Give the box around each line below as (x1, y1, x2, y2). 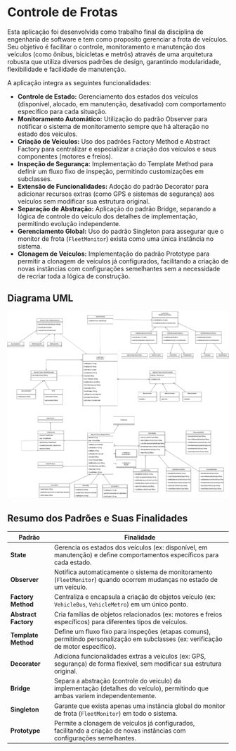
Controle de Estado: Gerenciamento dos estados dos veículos (17, 92, 199, 101)
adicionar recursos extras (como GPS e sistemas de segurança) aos (17, 190, 215, 198)
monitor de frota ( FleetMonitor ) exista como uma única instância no (17, 234, 214, 243)
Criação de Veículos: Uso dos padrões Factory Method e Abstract (17, 137, 211, 145)
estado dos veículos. (17, 130, 78, 138)
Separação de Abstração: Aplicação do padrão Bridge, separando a (17, 204, 216, 213)
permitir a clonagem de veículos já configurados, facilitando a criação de (17, 256, 229, 265)
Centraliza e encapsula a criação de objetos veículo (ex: (53, 592, 216, 601)
